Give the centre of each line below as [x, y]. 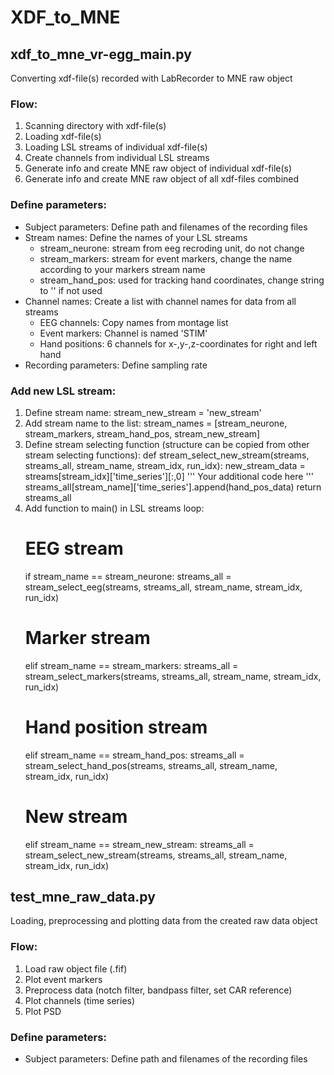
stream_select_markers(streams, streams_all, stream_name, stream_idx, [173, 676]
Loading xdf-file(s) [63, 137]
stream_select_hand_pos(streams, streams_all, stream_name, [151, 765]
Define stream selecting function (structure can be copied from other [167, 444]
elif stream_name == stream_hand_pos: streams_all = [134, 755]
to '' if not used [71, 290]
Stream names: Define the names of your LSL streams [136, 237]
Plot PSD [43, 1011]
